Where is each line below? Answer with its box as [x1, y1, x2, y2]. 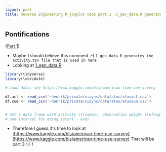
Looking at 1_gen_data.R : [12, 62, 63, 68]
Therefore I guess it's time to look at [12, 125, 86, 131]
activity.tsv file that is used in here [12, 58, 97, 63]
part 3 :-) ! [12, 141, 34, 147]
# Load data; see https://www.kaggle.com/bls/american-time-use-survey [5, 85, 156, 90]
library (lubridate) [5, 76, 45, 81]
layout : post [5, 7, 32, 12]
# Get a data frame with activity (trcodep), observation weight [5, 112, 142, 117]
